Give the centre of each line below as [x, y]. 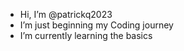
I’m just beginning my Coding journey [96, 25]
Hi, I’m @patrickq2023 [66, 14]
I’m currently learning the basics [86, 35]
